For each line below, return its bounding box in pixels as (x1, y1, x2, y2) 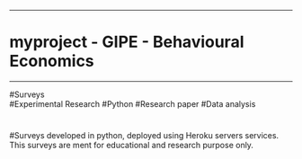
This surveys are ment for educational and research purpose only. (9, 140, 254, 151)
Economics (9, 51, 94, 72)
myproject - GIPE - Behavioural (9, 32, 244, 52)
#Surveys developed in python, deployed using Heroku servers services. (9, 130, 280, 141)
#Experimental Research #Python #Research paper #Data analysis (9, 98, 256, 109)
